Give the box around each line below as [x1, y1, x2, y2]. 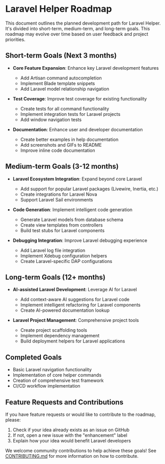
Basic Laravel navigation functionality [12, 367, 92, 373]
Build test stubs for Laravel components [20, 227, 105, 233]
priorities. [5, 36, 26, 43]
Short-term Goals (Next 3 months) [5, 51, 117, 60]
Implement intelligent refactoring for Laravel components [20, 302, 141, 308]
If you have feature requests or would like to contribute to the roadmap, [5, 411, 156, 417]
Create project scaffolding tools [20, 327, 87, 333]
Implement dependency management [20, 333, 100, 339]
